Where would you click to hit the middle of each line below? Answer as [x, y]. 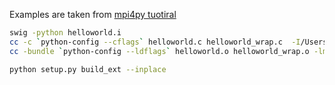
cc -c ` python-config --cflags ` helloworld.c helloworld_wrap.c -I [155, 42]
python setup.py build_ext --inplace [88, 69]
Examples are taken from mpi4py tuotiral [93, 14]
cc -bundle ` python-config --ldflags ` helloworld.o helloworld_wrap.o [159, 51]
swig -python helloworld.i [65, 33]
